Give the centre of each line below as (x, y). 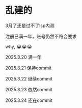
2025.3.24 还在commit (29, 100)
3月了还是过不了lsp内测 (30, 25)
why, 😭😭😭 (19, 46)
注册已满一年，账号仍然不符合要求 (41, 36)
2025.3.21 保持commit (29, 68)
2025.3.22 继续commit (29, 78)
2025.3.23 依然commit (29, 89)
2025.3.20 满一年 (23, 57)
